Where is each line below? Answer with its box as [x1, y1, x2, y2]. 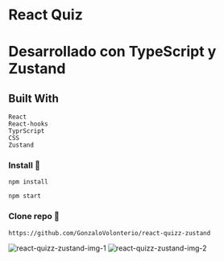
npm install [8, 178, 48, 186]
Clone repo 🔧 [8, 211, 60, 222]
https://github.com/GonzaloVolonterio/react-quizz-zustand [8, 229, 211, 237]
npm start [8, 192, 42, 201]
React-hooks [8, 120, 48, 128]
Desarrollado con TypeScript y [8, 43, 217, 61]
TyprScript [8, 127, 45, 135]
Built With [8, 91, 59, 106]
